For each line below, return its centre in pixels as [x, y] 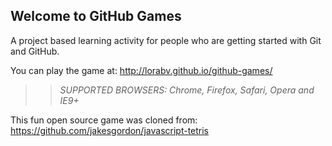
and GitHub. [35, 51]
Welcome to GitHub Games [96, 16]
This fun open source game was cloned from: [104, 120]
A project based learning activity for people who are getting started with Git [166, 40]
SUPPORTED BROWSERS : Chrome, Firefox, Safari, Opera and [187, 90]
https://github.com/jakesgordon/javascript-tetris [110, 130]
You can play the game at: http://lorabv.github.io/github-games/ [141, 70]
